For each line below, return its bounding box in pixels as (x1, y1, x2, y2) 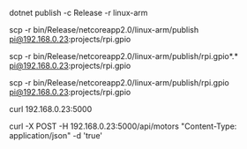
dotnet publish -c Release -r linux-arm (9, 8, 148, 18)
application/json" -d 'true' (9, 130, 103, 140)
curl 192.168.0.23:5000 (9, 104, 93, 114)
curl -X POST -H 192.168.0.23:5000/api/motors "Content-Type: (9, 121, 237, 131)
